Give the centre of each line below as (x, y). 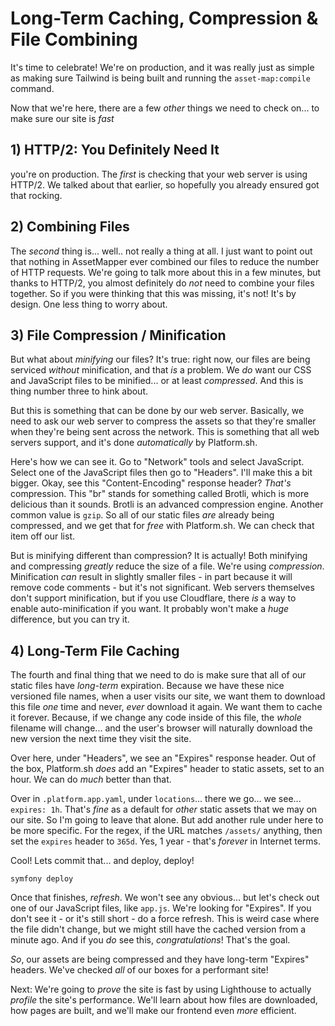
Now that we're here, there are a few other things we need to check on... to (165, 108)
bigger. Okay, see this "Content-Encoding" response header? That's (151, 483)
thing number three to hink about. (79, 391)
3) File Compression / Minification (118, 335)
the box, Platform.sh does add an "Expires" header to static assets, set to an (167, 769)
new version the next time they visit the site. (101, 739)
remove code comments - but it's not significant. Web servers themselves (162, 588)
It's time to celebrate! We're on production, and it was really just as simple (162, 67)
